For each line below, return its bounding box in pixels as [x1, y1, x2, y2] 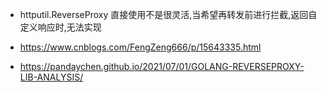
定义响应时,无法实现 [19, 21, 102, 33]
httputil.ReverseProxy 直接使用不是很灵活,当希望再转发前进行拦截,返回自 [19, 9, 318, 20]
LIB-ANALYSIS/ [19, 71, 84, 83]
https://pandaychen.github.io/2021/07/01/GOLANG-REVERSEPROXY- [19, 61, 305, 72]
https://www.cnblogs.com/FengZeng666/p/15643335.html [19, 41, 262, 53]
